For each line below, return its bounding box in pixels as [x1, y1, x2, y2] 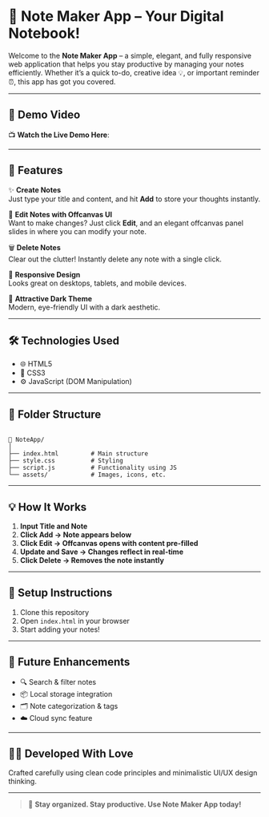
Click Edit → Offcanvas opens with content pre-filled [19, 539, 199, 548]
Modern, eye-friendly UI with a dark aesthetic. [8, 302, 161, 312]
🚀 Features [8, 164, 63, 177]
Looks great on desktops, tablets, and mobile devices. [8, 278, 187, 288]
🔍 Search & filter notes [19, 677, 97, 686]
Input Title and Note [19, 521, 88, 531]
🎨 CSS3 [19, 368, 46, 378]
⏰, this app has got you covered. [8, 76, 116, 87]
